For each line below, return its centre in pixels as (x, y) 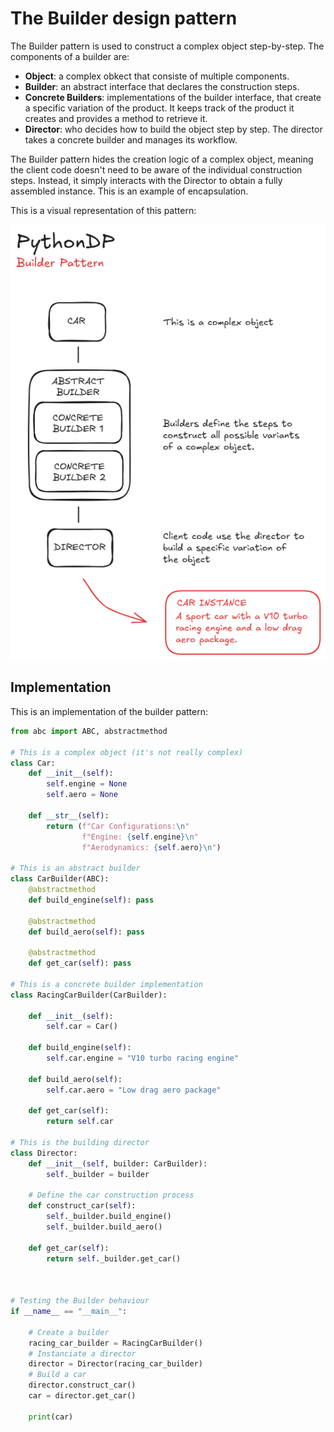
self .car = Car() (82, 1027)
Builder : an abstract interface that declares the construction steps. (162, 86)
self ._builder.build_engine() (109, 1217)
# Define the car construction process (111, 1195)
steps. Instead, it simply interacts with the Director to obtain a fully (146, 180)
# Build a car (57, 1375)
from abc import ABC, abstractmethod (89, 731)
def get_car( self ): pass (80, 963)
